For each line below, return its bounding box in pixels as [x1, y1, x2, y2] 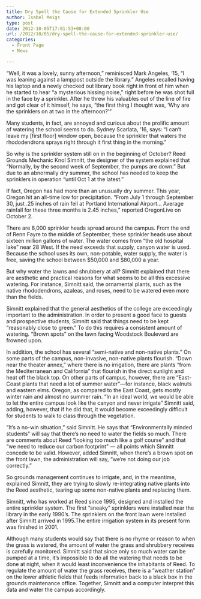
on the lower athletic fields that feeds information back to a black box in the [6, 573, 193, 580]
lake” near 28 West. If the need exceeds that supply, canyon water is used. [6, 243, 191, 251]
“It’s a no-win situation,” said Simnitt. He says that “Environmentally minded [6, 423, 193, 431]
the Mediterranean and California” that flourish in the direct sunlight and [6, 367, 184, 375]
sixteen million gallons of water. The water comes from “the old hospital [6, 237, 184, 244]
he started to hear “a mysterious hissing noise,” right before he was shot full [6, 88, 194, 96]
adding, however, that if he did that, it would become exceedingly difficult [6, 405, 188, 413]
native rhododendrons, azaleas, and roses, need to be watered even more [6, 287, 189, 294]
